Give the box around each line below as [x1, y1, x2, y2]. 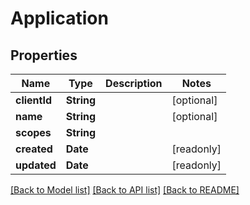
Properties [10, 47, 78, 64]
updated [15, 158, 57, 172]
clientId [15, 93, 53, 107]
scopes [15, 126, 52, 139]
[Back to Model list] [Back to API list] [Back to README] [10, 184, 240, 196]
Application [10, 7, 109, 30]
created [15, 142, 53, 156]
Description [105, 77, 163, 90]
